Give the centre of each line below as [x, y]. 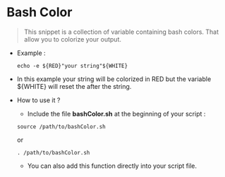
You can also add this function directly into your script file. [112, 166]
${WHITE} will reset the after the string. [74, 86]
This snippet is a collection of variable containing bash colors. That [121, 32]
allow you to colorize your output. [72, 39]
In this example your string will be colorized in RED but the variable [114, 79]
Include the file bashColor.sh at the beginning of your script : [116, 114]
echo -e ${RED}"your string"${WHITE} [72, 66]
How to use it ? [38, 100]
